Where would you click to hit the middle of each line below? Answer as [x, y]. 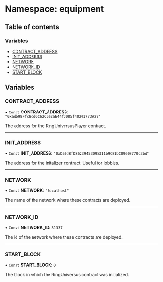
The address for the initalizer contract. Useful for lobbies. [62, 163]
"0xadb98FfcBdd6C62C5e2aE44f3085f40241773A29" [53, 116]
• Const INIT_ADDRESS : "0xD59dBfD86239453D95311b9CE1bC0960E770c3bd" [77, 153]
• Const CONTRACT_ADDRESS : [37, 112]
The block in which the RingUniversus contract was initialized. [67, 274]
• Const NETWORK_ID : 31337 [34, 228]
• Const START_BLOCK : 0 [31, 265]
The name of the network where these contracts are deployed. [68, 200]
